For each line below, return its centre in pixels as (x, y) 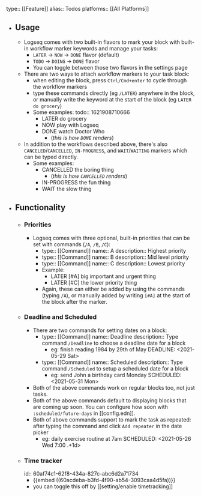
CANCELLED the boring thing (78, 169)
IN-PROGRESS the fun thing (76, 182)
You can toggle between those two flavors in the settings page (110, 67)
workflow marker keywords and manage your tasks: (94, 48)
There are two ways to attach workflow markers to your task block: (107, 74)
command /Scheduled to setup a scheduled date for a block (115, 368)
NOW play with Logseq (70, 125)
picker (41, 432)
